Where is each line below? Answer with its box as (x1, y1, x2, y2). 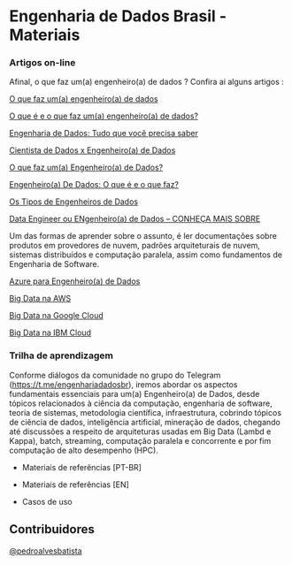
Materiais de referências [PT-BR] (21, 462, 142, 472)
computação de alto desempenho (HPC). (9, 445, 159, 455)
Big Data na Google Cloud (9, 310, 104, 321)
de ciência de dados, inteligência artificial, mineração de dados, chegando (9, 416, 280, 427)
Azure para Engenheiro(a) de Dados (9, 276, 141, 286)
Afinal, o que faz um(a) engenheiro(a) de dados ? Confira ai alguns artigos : (9, 77, 285, 88)
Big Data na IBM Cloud (9, 327, 91, 338)
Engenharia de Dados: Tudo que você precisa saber (9, 128, 199, 139)
